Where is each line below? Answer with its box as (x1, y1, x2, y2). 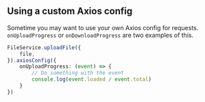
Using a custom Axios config (7, 5, 132, 17)
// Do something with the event (32, 70, 125, 77)
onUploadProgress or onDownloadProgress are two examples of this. (7, 31, 194, 39)
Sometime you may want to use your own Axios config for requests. (7, 23, 199, 31)
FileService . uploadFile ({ (7, 44, 81, 51)
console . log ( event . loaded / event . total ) (32, 76, 152, 83)
